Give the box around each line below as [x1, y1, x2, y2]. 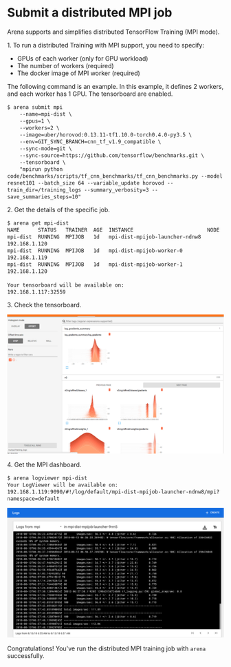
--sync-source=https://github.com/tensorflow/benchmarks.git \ [19, 152, 205, 159]
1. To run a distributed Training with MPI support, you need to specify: [7, 41, 205, 49]
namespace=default [7, 495, 60, 502]
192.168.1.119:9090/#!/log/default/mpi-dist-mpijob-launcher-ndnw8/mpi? [7, 488, 220, 495]
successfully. [7, 651, 45, 659]
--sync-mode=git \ [19, 145, 72, 152]
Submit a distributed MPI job [7, 5, 173, 21]
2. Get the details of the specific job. [7, 205, 110, 214]
